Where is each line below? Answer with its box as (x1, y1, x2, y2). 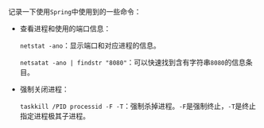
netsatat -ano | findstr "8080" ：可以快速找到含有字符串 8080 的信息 (19, 58, 247, 67)
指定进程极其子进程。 (19, 111, 90, 121)
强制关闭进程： (19, 84, 69, 94)
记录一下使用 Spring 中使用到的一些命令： (8, 7, 142, 16)
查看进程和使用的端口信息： (19, 24, 111, 33)
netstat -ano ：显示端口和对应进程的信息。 (19, 41, 161, 50)
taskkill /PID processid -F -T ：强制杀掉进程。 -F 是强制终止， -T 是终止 (19, 102, 257, 111)
